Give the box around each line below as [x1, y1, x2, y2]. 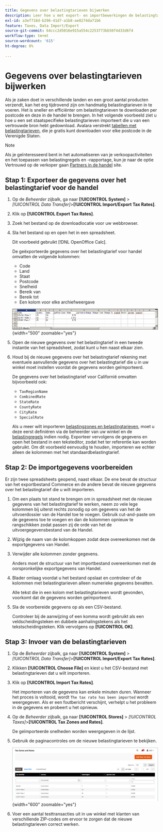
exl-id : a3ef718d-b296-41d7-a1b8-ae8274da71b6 [5, 18, 101, 23]
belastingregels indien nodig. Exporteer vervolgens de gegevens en [12, 433, 147, 439]
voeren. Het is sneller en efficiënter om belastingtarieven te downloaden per [5, 107, 157, 113]
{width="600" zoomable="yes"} [12, 801, 77, 808]
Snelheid [19, 284, 37, 290]
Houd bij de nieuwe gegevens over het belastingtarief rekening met [12, 354, 147, 360]
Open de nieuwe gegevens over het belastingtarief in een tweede [12, 339, 143, 345]
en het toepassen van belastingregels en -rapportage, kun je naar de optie [5, 157, 154, 163]
